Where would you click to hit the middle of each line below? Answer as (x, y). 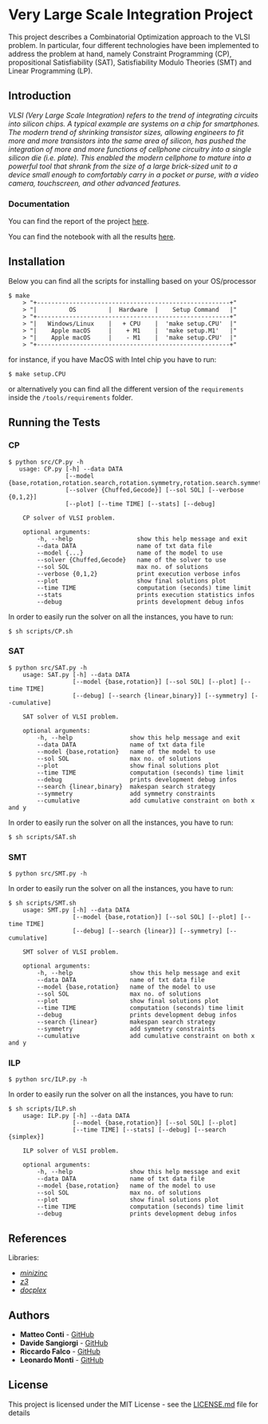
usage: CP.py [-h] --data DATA (71, 469)
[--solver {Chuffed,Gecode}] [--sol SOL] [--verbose (155, 490)
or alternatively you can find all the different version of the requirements (126, 388)
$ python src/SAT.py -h (48, 668)
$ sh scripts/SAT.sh (43, 837)
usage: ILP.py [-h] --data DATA (76, 1116)
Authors (29, 1315)
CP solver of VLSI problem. (69, 518)
